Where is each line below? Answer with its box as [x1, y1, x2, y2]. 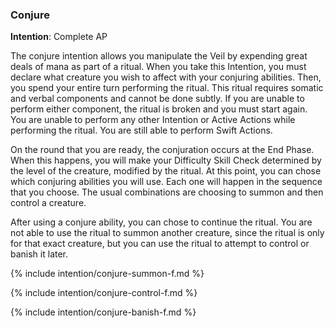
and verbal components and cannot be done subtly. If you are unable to [10, 93, 305, 105]
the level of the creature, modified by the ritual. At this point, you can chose [10, 165, 322, 177]
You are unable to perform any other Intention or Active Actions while [10, 114, 296, 126]
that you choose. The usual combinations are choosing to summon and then [10, 186, 324, 198]
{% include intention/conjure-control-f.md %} [10, 287, 198, 299]
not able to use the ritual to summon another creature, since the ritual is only [10, 227, 325, 239]
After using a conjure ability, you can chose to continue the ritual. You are [10, 216, 313, 228]
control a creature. [10, 197, 87, 209]
